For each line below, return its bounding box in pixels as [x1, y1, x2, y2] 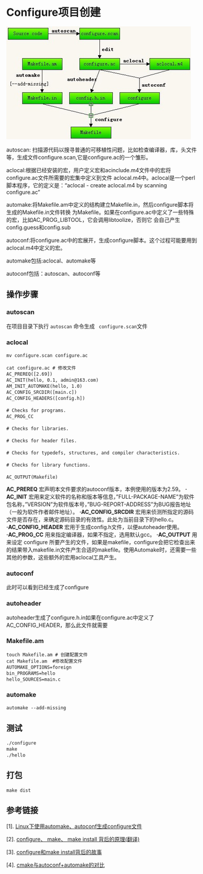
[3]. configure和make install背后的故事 [6, 848, 102, 855]
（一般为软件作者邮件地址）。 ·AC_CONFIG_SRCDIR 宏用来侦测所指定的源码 [6, 508, 194, 515]
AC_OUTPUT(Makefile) [6, 474, 59, 480]
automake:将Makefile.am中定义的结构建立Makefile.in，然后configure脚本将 [6, 201, 194, 208]
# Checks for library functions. [6, 462, 91, 468]
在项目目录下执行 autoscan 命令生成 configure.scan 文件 [6, 322, 148, 330]
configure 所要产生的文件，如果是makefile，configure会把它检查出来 [23, 538, 196, 545]
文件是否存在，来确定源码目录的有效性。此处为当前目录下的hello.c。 [6, 516, 177, 523]
